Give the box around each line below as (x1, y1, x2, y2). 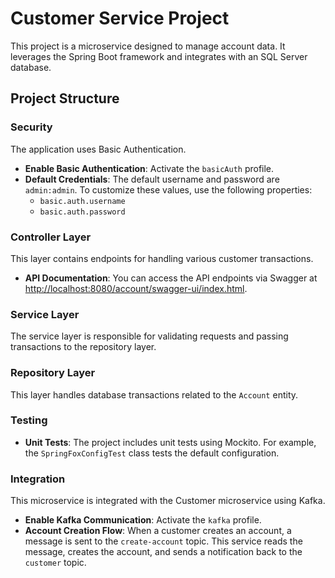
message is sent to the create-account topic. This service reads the (24, 535, 303, 547)
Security (10, 120, 53, 134)
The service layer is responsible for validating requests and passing (10, 330, 289, 342)
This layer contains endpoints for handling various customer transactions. (10, 252, 314, 264)
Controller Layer (10, 230, 92, 244)
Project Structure (10, 90, 120, 107)
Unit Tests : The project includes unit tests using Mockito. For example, (24, 436, 317, 448)
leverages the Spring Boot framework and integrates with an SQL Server (10, 50, 308, 62)
